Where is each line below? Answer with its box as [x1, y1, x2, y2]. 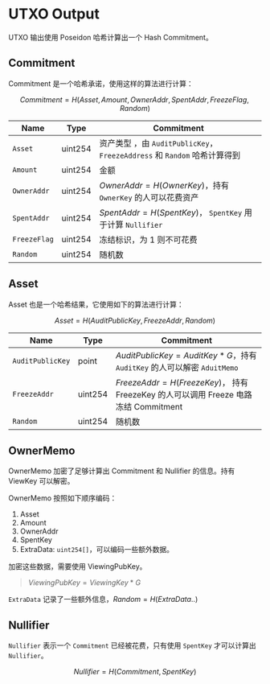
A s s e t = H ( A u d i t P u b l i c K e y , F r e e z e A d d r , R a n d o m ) [55, 315, 215, 325]
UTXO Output [8, 5, 100, 23]
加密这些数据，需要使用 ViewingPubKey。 [8, 562, 147, 571]
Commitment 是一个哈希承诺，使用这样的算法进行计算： [8, 78, 194, 89]
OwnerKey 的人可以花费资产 [99, 192, 199, 203]
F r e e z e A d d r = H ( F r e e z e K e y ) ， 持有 [115, 377, 249, 388]
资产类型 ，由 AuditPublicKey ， [99, 138, 219, 149]
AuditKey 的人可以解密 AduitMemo [115, 361, 239, 373]
